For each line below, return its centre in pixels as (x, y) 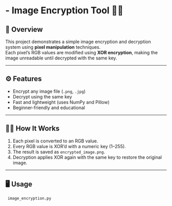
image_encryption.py (29, 199)
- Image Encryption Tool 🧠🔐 (64, 11)
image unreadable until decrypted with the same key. (61, 58)
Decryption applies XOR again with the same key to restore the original (87, 157)
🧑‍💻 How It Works (33, 128)
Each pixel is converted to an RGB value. (55, 141)
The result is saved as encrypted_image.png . (59, 152)
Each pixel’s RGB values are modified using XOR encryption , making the (81, 53)
